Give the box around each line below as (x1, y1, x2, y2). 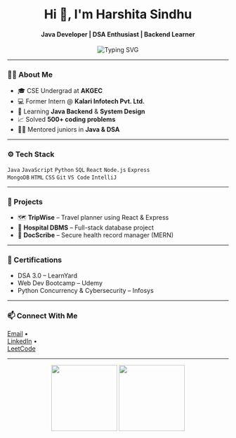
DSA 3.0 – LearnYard (17, 271, 77, 280)
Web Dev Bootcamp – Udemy (17, 278, 103, 287)
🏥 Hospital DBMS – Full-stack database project (17, 223, 155, 232)
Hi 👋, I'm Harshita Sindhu (44, 6, 192, 23)
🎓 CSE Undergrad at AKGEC (17, 86, 103, 94)
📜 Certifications (7, 255, 63, 265)
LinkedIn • (7, 337, 37, 345)
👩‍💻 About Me (7, 70, 53, 80)
